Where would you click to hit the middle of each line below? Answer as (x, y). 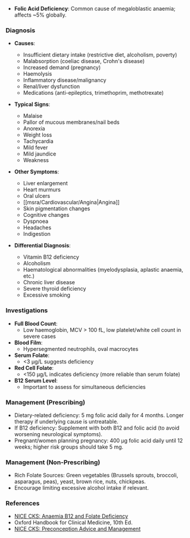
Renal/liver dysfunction (52, 86)
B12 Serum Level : (36, 380)
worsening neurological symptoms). (58, 434)
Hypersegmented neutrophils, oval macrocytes (81, 349)
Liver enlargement (45, 184)
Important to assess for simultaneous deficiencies (84, 387)
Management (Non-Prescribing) (53, 462)
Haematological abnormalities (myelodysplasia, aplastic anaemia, (103, 270)
